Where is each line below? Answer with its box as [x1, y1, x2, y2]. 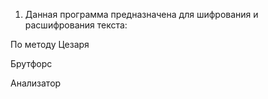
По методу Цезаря [10, 39, 90, 50]
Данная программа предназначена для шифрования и [24, 9, 259, 20]
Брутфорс [10, 58, 53, 69]
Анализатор [10, 77, 62, 89]
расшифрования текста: [24, 19, 128, 31]
